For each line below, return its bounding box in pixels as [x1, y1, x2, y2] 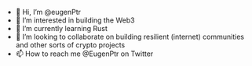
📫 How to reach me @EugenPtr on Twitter [15, 49, 154, 58]
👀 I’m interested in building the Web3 [15, 16, 135, 25]
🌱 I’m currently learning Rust [15, 24, 108, 33]
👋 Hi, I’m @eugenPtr [15, 8, 81, 16]
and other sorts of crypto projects [15, 40, 126, 50]
